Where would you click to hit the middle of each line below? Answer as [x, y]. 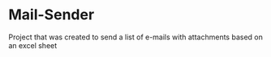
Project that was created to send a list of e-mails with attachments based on [136, 37]
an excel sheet [33, 45]
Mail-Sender [52, 15]
